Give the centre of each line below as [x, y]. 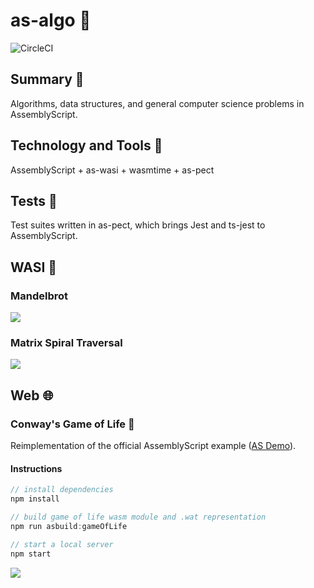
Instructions [36, 468]
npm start [31, 554]
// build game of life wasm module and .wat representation [138, 517]
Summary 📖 [47, 79]
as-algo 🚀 [51, 20]
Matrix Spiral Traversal [66, 342]
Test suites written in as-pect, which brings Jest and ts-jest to [138, 225]
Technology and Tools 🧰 [86, 145]
